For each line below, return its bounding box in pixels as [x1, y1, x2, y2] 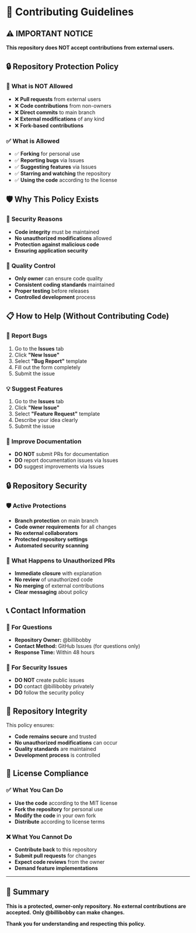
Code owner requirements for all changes [14, 523, 117, 530]
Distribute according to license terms [14, 818, 105, 825]
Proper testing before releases [14, 287, 89, 294]
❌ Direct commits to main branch [14, 108, 96, 116]
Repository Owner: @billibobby [14, 636, 92, 643]
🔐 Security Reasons [6, 215, 63, 223]
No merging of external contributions [14, 582, 104, 589]
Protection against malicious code [14, 241, 99, 248]
